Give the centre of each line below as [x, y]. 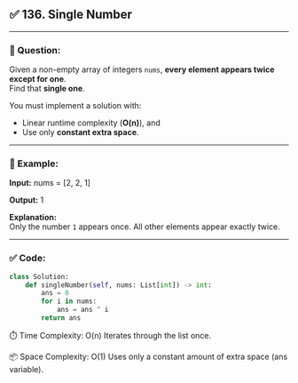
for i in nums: [69, 301]
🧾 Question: [35, 50]
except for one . [38, 79]
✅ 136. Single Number [71, 15]
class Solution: [39, 276]
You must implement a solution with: [75, 106]
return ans [61, 318]
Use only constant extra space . [80, 132]
